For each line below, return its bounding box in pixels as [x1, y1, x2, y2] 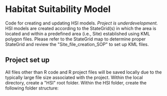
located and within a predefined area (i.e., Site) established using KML [5, 30, 150, 36]
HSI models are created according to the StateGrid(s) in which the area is [5, 25, 156, 31]
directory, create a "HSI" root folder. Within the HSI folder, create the [5, 79, 147, 85]
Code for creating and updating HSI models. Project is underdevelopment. [5, 20, 158, 26]
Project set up [5, 56, 50, 64]
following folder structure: [5, 85, 59, 91]
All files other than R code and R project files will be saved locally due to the [5, 69, 162, 75]
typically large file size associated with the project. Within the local [5, 74, 143, 80]
